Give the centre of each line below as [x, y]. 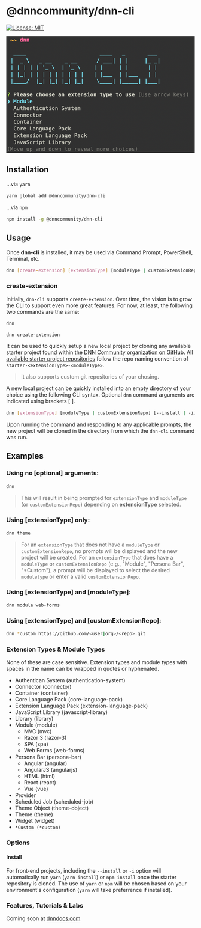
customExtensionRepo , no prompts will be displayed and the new [99, 551]
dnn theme [19, 533]
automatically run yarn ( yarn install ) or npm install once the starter [92, 877]
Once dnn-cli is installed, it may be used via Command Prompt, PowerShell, [100, 252]
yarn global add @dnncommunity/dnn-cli [56, 196]
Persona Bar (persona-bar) [48, 757]
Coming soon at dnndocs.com [43, 918]
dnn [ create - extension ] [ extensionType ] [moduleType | [76, 271]
